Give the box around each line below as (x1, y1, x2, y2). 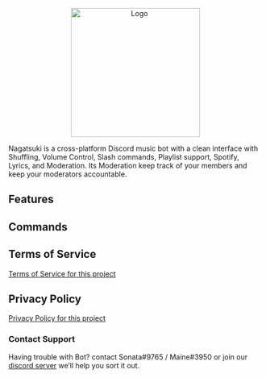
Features (8, 193, 54, 206)
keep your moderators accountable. (8, 169, 127, 179)
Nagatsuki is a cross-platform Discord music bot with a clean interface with (8, 143, 259, 153)
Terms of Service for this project (8, 268, 116, 278)
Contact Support (8, 334, 75, 345)
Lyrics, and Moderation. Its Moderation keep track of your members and (8, 161, 247, 170)
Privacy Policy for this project (8, 314, 106, 323)
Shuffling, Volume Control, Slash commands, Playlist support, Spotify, (8, 152, 239, 161)
